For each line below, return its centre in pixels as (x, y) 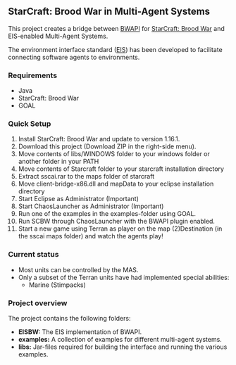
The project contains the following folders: (69, 318)
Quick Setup (30, 124)
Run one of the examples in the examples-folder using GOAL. (107, 214)
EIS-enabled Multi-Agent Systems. (58, 36)
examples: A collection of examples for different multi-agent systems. (120, 339)
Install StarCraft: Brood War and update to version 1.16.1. (99, 139)
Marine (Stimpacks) (57, 285)
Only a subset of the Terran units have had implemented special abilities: (124, 277)
